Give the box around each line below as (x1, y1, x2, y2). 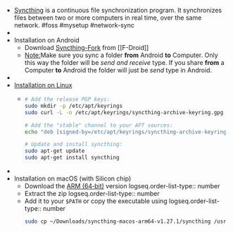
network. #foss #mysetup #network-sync (13, 21, 135, 29)
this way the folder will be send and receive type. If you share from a (24, 59, 225, 66)
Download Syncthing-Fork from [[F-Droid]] (24, 44, 149, 51)
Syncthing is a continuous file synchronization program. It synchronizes (13, 6, 222, 14)
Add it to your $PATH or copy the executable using (24, 197, 168, 205)
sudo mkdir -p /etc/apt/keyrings (24, 102, 123, 109)
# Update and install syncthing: (24, 141, 123, 148)
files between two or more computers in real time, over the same (13, 13, 202, 22)
